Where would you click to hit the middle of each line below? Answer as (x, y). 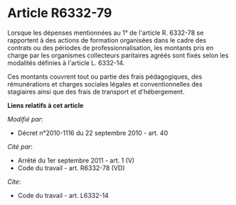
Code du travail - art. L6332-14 (63, 195)
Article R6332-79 (60, 13)
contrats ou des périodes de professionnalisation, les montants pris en (111, 48)
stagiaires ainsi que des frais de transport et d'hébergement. (96, 92)
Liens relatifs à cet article (45, 105)
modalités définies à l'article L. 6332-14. (66, 62)
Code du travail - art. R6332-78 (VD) (71, 167)
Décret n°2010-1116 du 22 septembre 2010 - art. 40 (93, 133)
